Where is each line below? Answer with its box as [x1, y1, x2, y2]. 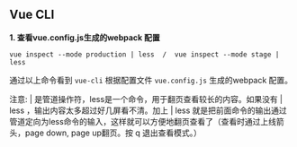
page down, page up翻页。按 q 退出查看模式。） [24, 127, 202, 138]
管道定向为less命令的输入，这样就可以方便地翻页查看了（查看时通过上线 [9, 116, 277, 126]
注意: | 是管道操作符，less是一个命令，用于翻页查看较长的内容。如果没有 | [9, 93, 283, 104]
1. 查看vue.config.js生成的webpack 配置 [9, 31, 160, 43]
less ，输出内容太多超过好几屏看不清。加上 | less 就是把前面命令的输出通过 [9, 105, 288, 116]
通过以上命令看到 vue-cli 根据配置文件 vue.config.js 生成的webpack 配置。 [9, 74, 293, 85]
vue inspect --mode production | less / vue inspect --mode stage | [9, 49, 280, 59]
